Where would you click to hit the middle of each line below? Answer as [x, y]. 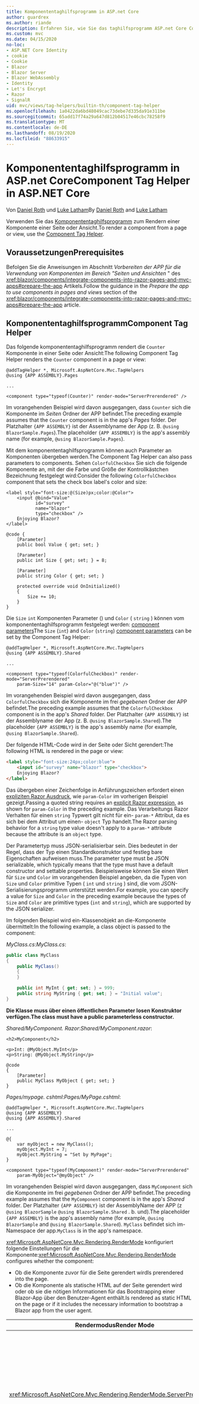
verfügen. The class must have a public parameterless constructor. [90, 1017]
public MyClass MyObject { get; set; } [66, 1081]
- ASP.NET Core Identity [37, 50]
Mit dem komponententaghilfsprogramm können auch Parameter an [89, 450]
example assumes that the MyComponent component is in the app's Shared [95, 1199]
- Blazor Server [26, 72]
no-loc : [16, 45]
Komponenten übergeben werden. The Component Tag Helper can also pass [99, 457]
